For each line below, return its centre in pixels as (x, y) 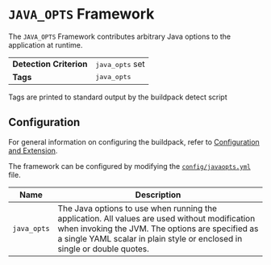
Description (158, 195)
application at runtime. (46, 44)
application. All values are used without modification (156, 218)
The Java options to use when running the (138, 208)
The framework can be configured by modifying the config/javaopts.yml (130, 166)
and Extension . (33, 150)
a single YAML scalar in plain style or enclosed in (150, 238)
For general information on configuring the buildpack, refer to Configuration (134, 141)
